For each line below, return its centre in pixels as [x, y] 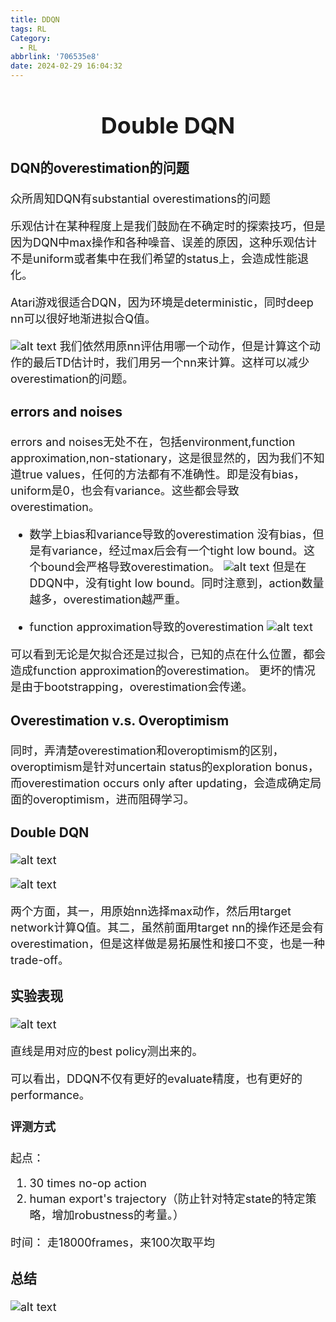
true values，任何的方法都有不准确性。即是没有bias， [163, 474]
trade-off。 [40, 960]
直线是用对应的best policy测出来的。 [107, 1051]
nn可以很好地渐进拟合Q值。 [83, 318]
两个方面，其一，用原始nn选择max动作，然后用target [151, 911]
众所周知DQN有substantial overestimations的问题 [140, 198]
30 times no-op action [88, 1183]
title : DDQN [35, 19]
